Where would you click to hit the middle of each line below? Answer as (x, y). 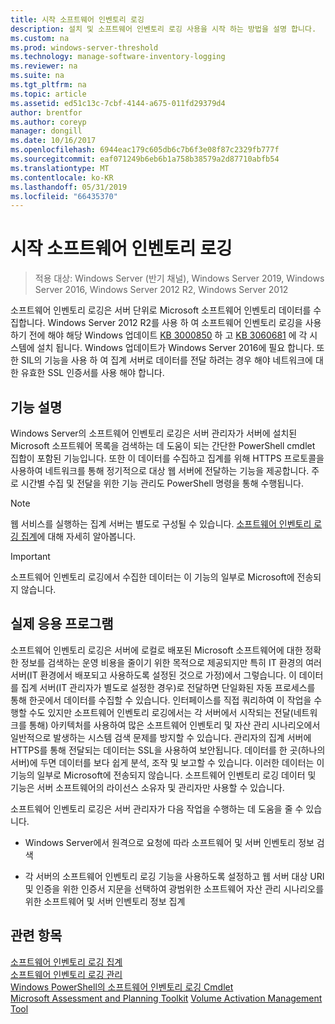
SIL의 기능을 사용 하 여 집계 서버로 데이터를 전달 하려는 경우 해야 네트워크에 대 (172, 360)
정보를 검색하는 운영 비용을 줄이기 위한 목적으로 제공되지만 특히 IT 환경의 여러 (171, 662)
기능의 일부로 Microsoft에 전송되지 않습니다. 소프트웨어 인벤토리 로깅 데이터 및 (163, 775)
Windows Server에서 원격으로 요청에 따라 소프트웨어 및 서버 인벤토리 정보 (169, 842)
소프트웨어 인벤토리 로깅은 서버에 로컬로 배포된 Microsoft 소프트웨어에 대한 (156, 650)
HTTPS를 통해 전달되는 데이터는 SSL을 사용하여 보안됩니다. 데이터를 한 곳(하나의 (168, 750)
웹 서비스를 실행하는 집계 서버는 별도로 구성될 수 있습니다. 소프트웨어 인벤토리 (161, 524)
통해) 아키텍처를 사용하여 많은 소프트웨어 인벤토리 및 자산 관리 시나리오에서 (174, 725)
